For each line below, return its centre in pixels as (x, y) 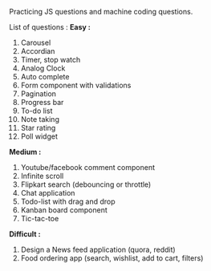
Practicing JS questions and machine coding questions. (101, 12)
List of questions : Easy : (50, 27)
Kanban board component (64, 210)
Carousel (36, 42)
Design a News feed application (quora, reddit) (98, 249)
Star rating (38, 128)
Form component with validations (76, 85)
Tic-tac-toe (40, 218)
